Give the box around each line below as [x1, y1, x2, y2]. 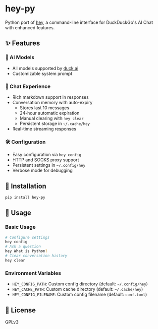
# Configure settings [5, 235, 50, 240]
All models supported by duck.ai [12, 65, 79, 71]
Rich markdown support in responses [12, 94, 89, 100]
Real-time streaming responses [12, 126, 77, 132]
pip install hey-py [5, 195, 46, 200]
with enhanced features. [5, 24, 55, 30]
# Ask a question [5, 244, 41, 249]
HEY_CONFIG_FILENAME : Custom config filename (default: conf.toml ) [12, 291, 147, 298]
